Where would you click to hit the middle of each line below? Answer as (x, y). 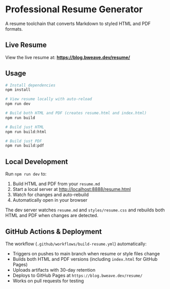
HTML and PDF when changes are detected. (52, 215)
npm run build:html (26, 132)
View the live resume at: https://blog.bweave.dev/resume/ (68, 57)
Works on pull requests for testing (48, 281)
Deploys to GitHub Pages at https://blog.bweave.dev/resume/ (77, 275)
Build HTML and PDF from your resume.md (56, 184)
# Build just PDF (24, 141)
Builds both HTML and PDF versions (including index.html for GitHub (85, 259)
